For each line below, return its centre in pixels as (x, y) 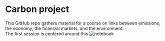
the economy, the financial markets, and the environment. (64, 28)
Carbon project (37, 9)
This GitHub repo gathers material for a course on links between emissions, (83, 23)
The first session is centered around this (47, 33)
